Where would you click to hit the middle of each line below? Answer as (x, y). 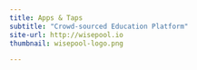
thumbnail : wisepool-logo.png (67, 43)
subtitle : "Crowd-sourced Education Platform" (99, 26)
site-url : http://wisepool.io (67, 35)
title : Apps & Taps (46, 18)
